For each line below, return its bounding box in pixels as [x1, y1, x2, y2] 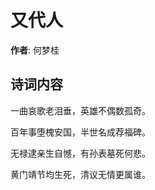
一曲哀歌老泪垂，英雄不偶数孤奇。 [10, 104, 151, 116]
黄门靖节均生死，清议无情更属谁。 [10, 168, 151, 180]
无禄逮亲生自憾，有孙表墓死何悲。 [10, 147, 151, 159]
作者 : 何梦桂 [10, 44, 60, 56]
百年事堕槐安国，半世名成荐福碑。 [10, 126, 151, 138]
